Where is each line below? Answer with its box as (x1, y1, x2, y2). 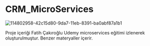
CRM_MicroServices (5, 3, 94, 15)
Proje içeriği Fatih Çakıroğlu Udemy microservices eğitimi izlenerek (5, 29, 145, 35)
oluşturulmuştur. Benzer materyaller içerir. (5, 35, 93, 41)
